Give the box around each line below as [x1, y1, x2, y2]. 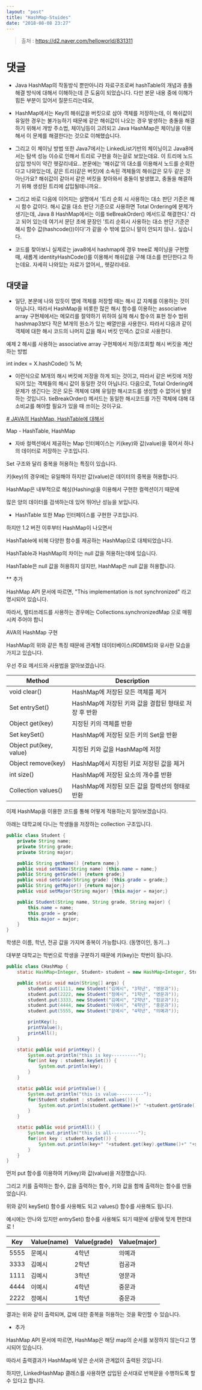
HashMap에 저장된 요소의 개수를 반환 [72, 771, 173, 779]
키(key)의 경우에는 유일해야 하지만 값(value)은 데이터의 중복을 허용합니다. [6, 473, 179, 480]
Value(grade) [74, 1238, 113, 1246]
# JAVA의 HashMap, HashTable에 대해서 [6, 415, 104, 422]
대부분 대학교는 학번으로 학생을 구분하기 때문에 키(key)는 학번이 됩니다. [6, 951, 173, 959]
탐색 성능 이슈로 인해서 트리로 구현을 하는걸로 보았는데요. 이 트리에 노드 [26, 152, 194, 160]
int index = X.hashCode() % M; [6, 360, 83, 368]
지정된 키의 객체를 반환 [72, 719, 132, 728]
